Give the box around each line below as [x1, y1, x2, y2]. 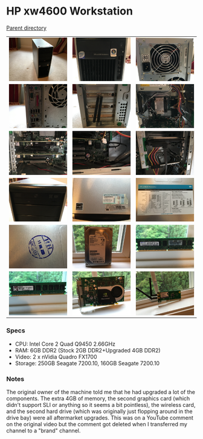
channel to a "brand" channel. [6, 427, 81, 434]
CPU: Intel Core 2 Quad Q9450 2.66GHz [14, 340, 116, 348]
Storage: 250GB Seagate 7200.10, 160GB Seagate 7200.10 [14, 359, 160, 367]
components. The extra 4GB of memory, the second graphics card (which [6, 395, 190, 402]
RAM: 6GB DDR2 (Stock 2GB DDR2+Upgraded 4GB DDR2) [14, 346, 161, 354]
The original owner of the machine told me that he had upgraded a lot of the [6, 389, 195, 396]
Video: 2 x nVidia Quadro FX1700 [14, 353, 98, 360]
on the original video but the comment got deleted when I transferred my [6, 421, 187, 428]
